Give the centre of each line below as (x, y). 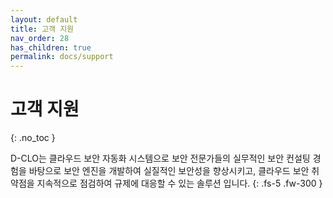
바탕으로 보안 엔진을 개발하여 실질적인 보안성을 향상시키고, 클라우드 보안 (169, 171)
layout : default (44, 19)
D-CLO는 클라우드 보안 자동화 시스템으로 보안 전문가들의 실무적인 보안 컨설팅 (160, 158)
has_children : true (51, 47)
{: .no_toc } (33, 138)
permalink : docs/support (62, 57)
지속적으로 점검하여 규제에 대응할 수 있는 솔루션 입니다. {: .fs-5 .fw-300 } (179, 183)
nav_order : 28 (40, 38)
